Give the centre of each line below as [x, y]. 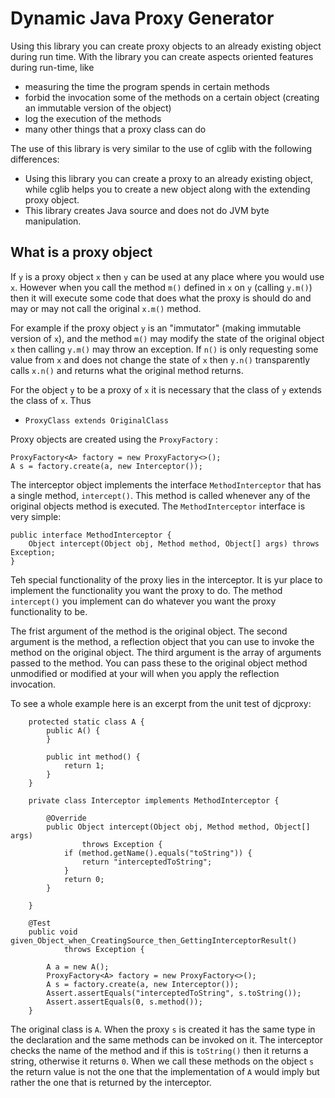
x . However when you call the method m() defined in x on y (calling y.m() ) [161, 287]
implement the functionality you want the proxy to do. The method [146, 590]
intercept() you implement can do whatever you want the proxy [143, 601]
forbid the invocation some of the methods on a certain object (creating [172, 97]
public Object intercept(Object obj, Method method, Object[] [178, 827]
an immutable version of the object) [98, 108]
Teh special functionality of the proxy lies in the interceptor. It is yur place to [166, 579]
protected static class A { [86, 722]
